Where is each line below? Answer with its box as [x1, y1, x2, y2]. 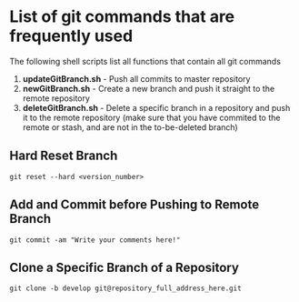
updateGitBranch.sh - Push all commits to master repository [22, 73, 251, 84]
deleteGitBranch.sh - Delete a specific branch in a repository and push [22, 102, 291, 113]
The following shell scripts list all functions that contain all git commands [9, 55, 282, 66]
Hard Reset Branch [9, 148, 118, 164]
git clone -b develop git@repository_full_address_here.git [9, 284, 243, 293]
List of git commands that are [9, 6, 235, 27]
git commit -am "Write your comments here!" [9, 235, 181, 245]
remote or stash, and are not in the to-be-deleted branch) [22, 121, 238, 133]
